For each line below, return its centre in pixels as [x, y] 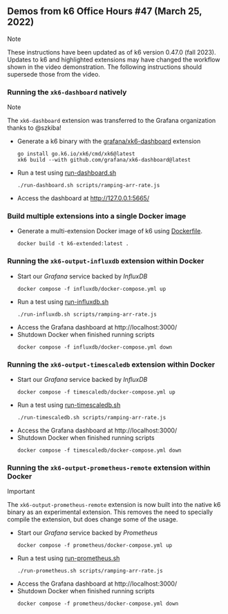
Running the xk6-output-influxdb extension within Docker [106, 261]
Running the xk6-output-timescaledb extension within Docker [111, 364]
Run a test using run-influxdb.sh [63, 301]
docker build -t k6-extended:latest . [73, 244]
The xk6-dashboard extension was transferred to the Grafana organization [112, 121]
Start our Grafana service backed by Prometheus [87, 533]
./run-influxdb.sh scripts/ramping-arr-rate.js [87, 314]
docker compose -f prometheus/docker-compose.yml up [95, 546]
